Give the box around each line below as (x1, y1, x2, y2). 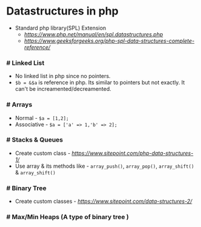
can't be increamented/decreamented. (15, 85, 112, 93)
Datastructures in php (6, 4, 119, 18)
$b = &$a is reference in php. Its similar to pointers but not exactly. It (15, 79, 185, 86)
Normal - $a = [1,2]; (15, 114, 69, 122)
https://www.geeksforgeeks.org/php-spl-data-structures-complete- (24, 37, 195, 44)
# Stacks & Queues (6, 136, 64, 144)
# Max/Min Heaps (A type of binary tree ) (6, 213, 129, 222)
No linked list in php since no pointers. (15, 73, 111, 80)
